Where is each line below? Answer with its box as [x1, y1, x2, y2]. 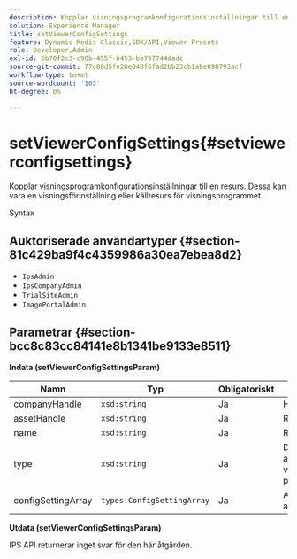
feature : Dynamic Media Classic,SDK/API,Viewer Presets [9, 37, 219, 47]
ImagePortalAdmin [21, 300, 87, 310]
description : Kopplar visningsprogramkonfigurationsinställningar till [9, 12, 278, 22]
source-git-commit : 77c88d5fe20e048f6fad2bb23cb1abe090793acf [9, 63, 243, 72]
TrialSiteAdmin [21, 291, 79, 300]
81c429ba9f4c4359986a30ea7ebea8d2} [9, 247, 243, 262]
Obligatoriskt [217, 383, 275, 395]
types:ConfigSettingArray [101, 495, 210, 506]
